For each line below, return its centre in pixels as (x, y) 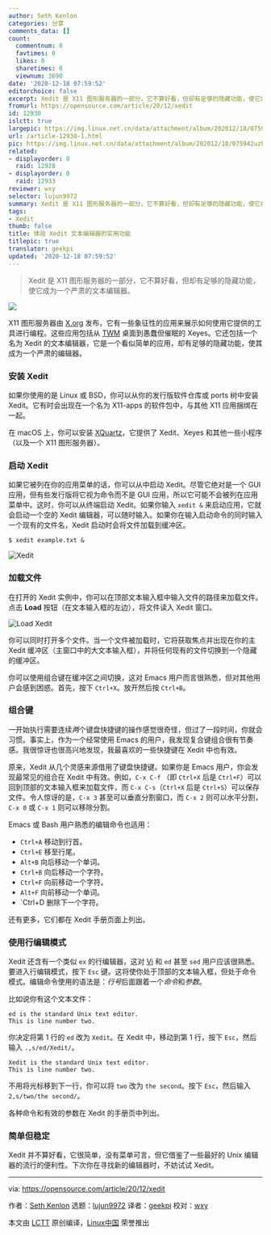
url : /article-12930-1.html (56, 136)
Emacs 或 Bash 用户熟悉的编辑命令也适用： (80, 824)
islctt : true (30, 121)
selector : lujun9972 (43, 196)
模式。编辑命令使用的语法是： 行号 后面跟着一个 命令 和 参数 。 (107, 982)
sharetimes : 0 (39, 69)
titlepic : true (34, 242)
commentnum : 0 (39, 46)
